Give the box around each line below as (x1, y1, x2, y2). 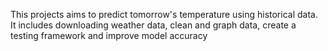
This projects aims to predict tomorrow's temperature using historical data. (10, 9, 318, 20)
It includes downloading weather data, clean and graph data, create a (10, 19, 297, 31)
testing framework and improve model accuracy (10, 30, 208, 41)
